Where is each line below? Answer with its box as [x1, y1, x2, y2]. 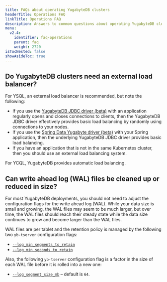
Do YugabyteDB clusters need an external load [5, 72, 153, 80]
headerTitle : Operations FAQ [5, 12, 66, 17]
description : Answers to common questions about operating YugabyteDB [5, 21, 155, 26]
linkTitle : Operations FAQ [5, 16, 61, 21]
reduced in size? [5, 182, 57, 191]
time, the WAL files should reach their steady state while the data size [5, 211, 148, 217]
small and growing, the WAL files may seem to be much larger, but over [5, 206, 152, 212]
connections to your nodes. [12, 124, 69, 130]
